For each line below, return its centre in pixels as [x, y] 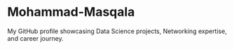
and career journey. [36, 38]
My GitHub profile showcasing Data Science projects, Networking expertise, [117, 31]
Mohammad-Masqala [71, 12]
